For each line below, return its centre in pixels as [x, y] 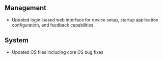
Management [26, 8]
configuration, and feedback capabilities [53, 25]
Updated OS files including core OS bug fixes [57, 52]
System [17, 40]
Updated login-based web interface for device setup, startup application [85, 20]
